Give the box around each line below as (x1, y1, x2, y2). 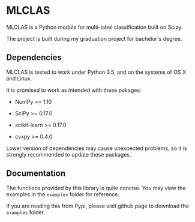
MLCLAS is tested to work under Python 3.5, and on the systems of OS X (6, 68, 186, 76)
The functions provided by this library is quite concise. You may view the (6, 184, 186, 191)
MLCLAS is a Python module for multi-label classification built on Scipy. (6, 23, 183, 31)
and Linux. (6, 74, 32, 82)
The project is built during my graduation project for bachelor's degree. (6, 35, 182, 42)
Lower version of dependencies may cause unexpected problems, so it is (6, 145, 187, 152)
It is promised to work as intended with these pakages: (6, 86, 142, 94)
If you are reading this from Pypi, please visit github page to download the (6, 202, 189, 209)
